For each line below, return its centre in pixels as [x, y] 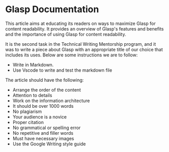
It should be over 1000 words [43, 106]
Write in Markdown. [33, 65]
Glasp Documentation [52, 9]
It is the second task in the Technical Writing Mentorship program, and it [81, 44]
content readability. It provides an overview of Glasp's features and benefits [84, 28]
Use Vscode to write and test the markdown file [62, 70]
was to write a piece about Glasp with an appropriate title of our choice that [84, 49]
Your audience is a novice [40, 117]
